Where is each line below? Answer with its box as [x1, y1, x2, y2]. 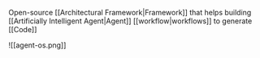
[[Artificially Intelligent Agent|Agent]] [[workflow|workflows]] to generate [8, 16, 253, 26]
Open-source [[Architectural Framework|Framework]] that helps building [8, 8, 252, 17]
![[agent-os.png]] [8, 40, 67, 50]
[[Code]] [8, 25, 37, 34]
